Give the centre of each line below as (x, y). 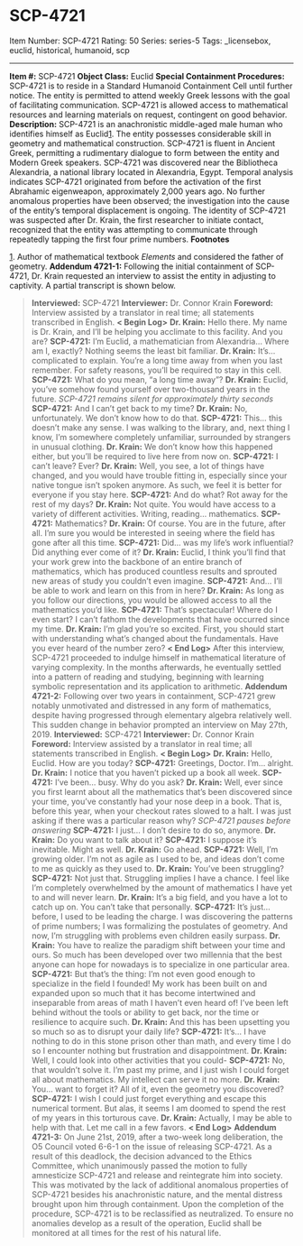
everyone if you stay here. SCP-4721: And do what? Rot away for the (160, 494)
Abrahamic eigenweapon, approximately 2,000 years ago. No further (138, 191)
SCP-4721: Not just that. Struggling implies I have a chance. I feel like (161, 878)
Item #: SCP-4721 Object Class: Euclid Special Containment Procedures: (147, 76)
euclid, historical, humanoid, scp (70, 50)
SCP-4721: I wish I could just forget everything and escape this (149, 1098)
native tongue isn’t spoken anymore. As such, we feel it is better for (156, 485)
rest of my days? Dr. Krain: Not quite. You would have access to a (154, 504)
